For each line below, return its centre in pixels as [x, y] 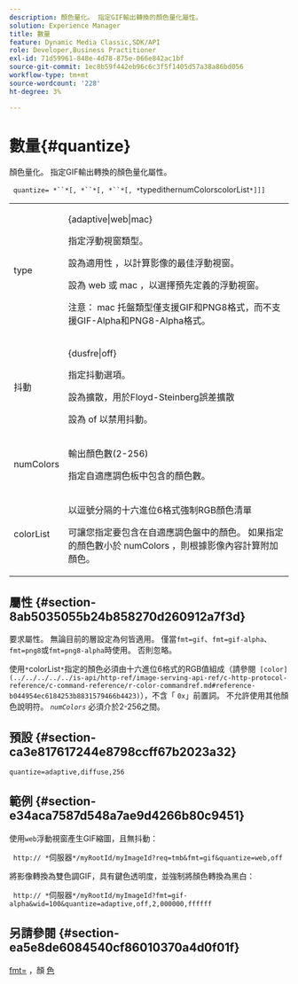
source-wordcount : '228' [55, 83]
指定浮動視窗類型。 [108, 241]
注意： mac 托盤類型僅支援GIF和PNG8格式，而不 [170, 308]
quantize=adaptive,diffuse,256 [67, 772]
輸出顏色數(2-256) [108, 454]
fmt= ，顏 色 [32, 970]
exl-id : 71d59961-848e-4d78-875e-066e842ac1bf [97, 59]
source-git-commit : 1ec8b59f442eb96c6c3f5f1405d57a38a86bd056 [126, 67]
